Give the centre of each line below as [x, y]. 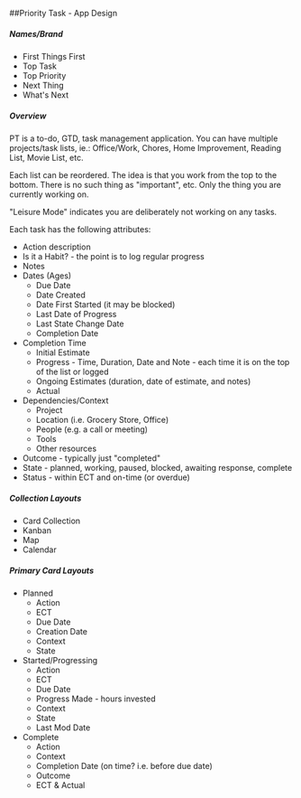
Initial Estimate [63, 352]
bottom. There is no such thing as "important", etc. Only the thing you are [146, 184]
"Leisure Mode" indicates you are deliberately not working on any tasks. [143, 211]
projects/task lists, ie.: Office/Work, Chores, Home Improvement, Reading [146, 147]
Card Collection [51, 521]
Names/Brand [36, 33]
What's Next [46, 95]
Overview [28, 116]
